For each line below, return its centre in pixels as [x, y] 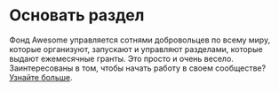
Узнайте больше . [41, 77]
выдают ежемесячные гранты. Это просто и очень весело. [121, 58]
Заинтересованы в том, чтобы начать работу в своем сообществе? [138, 68]
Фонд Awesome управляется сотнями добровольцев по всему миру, [140, 40]
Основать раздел [77, 15]
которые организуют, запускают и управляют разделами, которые [136, 49]
